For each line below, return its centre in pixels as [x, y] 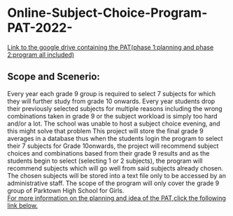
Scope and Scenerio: [54, 77]
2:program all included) [41, 55]
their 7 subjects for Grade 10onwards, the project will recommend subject [113, 146]
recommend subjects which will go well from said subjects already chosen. [115, 168]
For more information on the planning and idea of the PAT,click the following [116, 198]
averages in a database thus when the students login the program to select [115, 138]
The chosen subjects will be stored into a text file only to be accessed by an [116, 175]
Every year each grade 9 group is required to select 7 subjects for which [112, 93]
